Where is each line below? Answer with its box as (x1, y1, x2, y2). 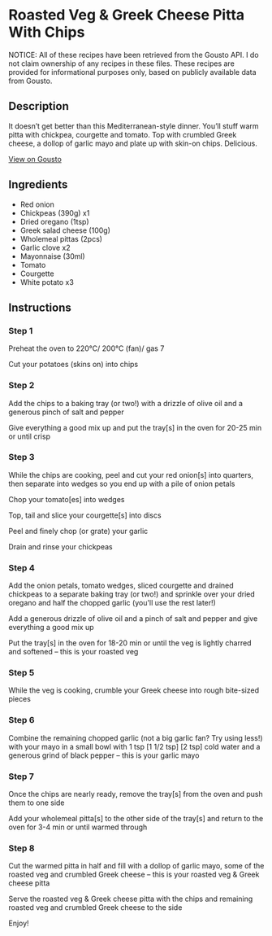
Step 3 (8, 452, 35, 463)
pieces (8, 694, 31, 704)
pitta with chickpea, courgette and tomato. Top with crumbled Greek (8, 129, 237, 139)
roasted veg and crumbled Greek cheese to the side (8, 903, 183, 912)
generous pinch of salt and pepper (8, 407, 124, 417)
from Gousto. (8, 76, 53, 85)
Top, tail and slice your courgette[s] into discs (8, 510, 162, 520)
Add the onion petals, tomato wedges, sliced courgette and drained (8, 580, 234, 591)
